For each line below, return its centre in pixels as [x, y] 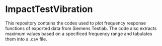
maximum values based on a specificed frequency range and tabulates [79, 33]
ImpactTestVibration [49, 9]
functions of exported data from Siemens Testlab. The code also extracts [81, 28]
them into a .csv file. [26, 39]
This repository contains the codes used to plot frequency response [76, 23]
